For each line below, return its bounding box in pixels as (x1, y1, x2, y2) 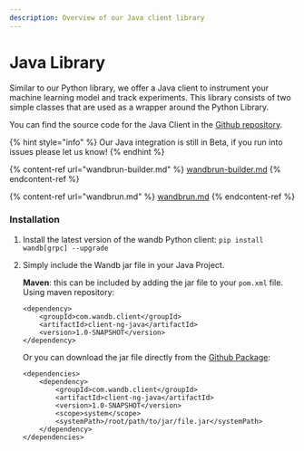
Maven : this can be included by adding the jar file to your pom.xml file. (22, 277, 284, 288)
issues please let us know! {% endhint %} (9, 146, 165, 157)
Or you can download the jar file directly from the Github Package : (22, 351, 270, 362)
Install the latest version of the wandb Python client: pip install (22, 234, 264, 245)
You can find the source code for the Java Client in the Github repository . (9, 119, 283, 130)
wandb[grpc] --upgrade (22, 244, 109, 253)
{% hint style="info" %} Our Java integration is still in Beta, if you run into (9, 137, 283, 148)
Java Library (9, 52, 106, 72)
